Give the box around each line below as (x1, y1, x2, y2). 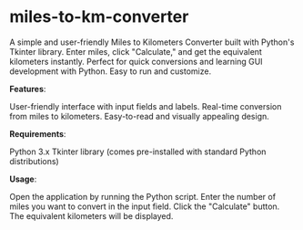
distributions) (9, 155, 59, 166)
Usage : (9, 173, 37, 184)
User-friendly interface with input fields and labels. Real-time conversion (9, 100, 282, 111)
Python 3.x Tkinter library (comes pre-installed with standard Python (9, 146, 267, 157)
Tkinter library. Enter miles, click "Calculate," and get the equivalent (9, 46, 262, 57)
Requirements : (9, 128, 66, 139)
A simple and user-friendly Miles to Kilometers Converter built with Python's (9, 37, 295, 47)
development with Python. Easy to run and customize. (9, 66, 212, 77)
